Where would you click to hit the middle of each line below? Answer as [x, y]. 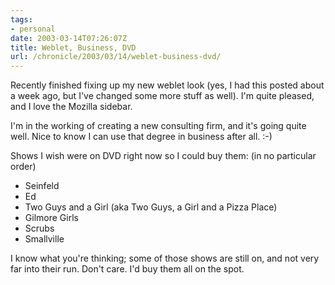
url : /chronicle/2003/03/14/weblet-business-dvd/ [116, 57]
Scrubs [39, 228]
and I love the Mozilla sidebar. [71, 107]
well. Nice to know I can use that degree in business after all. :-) [141, 137]
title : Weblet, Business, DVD [73, 47]
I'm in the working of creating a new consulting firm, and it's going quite [158, 126]
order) [23, 167]
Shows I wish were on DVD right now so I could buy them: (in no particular [163, 156]
